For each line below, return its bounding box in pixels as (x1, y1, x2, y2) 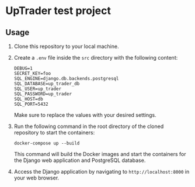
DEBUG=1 (13, 65, 33, 71)
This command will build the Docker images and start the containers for (13, 151, 186, 157)
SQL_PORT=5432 (13, 101, 48, 107)
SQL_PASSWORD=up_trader (13, 91, 72, 97)
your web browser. (13, 174, 60, 181)
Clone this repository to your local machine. (13, 43, 119, 50)
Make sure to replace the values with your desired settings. (13, 112, 156, 118)
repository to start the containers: (13, 129, 95, 136)
